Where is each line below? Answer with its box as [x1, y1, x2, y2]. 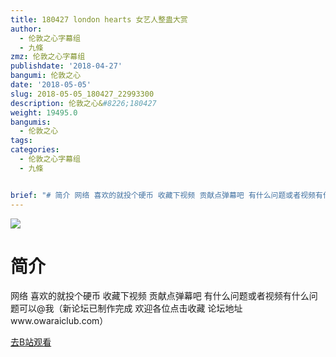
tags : [10, 136, 33, 146]
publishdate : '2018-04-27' [10, 61, 123, 71]
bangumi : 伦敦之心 [10, 71, 82, 81]
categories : [10, 145, 60, 155]
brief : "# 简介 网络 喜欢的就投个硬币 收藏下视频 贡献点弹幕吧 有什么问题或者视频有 [10, 190, 323, 200]
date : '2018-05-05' [10, 80, 92, 90]
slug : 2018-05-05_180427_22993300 [10, 89, 155, 99]
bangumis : [10, 117, 52, 127]
